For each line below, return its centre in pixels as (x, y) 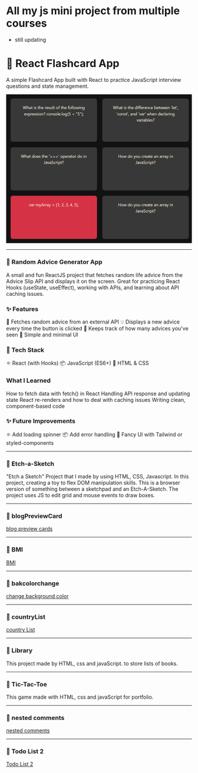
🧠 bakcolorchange (33, 583)
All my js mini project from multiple (93, 11)
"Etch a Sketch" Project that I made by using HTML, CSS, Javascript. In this (98, 477)
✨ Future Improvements (41, 421)
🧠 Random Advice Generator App (55, 262)
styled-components (30, 442)
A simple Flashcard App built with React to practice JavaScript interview (94, 80)
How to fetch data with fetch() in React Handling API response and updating (98, 394)
